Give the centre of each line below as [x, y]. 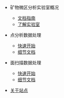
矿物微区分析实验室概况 [34, 7]
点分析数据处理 [25, 35]
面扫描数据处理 [25, 63]
